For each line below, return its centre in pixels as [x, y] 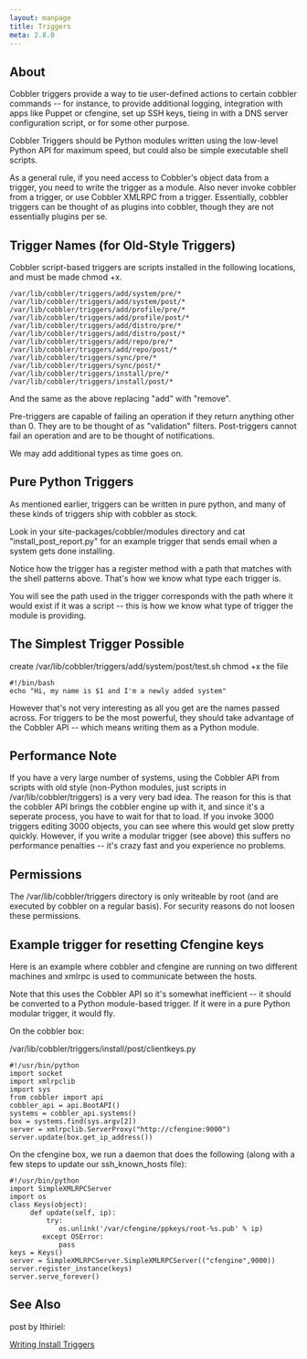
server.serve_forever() [55, 1277]
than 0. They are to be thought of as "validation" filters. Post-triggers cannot [153, 426]
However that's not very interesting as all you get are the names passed [145, 708]
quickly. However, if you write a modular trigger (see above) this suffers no [150, 836]
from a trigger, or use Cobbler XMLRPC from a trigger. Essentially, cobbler [149, 197]
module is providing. [48, 615]
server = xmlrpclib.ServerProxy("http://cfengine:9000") [120, 1130]
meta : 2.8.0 [32, 35]
